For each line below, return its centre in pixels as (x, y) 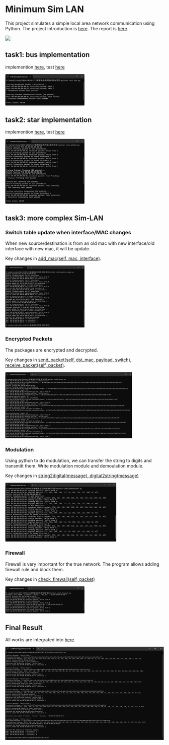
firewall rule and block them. (35, 569)
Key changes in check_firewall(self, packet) (50, 579)
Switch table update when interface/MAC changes (68, 232)
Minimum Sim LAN (45, 9)
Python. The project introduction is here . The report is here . (67, 28)
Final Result (24, 627)
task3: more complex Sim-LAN (54, 218)
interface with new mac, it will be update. (48, 249)
